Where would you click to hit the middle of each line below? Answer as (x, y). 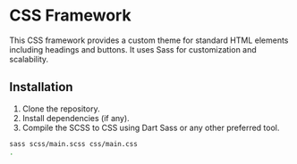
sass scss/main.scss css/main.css (74, 143)
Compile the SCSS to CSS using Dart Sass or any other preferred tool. (151, 127)
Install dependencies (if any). (76, 118)
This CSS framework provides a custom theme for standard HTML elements (149, 40)
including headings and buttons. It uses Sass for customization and (133, 49)
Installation (41, 87)
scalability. (29, 59)
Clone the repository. (61, 109)
